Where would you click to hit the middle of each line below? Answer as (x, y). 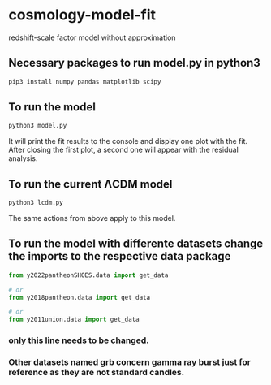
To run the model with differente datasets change (136, 244)
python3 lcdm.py (36, 203)
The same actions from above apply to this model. (92, 218)
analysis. (23, 158)
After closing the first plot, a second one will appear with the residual (124, 150)
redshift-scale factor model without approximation (92, 37)
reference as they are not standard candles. (97, 373)
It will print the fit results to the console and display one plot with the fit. (128, 141)
